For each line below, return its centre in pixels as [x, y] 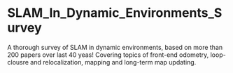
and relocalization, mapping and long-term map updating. [113, 62]
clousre [18, 62]
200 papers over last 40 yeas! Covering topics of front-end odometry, [108, 55]
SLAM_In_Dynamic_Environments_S [115, 13]
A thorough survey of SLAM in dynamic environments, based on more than [115, 47]
